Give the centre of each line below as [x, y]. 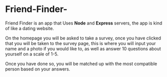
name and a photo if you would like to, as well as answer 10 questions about [83, 48]
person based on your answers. [38, 69]
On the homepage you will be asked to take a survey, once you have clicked [83, 38]
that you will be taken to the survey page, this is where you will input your [81, 43]
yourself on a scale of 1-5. [32, 54]
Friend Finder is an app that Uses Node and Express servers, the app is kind [84, 23]
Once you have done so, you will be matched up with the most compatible [81, 63]
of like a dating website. [30, 28]
